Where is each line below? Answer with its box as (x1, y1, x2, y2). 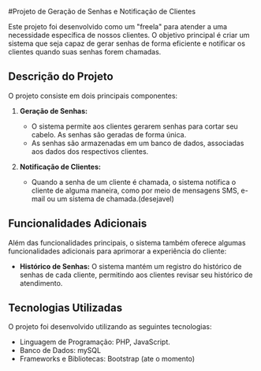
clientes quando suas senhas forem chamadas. (8, 47, 162, 56)
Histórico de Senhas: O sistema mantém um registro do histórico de (19, 261, 242, 271)
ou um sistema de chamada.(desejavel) (47, 193, 175, 204)
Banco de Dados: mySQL (19, 346, 101, 355)
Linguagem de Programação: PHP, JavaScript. (19, 337, 171, 347)
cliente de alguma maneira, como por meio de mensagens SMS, (31, 185, 240, 195)
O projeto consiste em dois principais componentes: (8, 91, 178, 100)
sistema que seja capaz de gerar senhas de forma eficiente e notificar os (8, 39, 246, 48)
